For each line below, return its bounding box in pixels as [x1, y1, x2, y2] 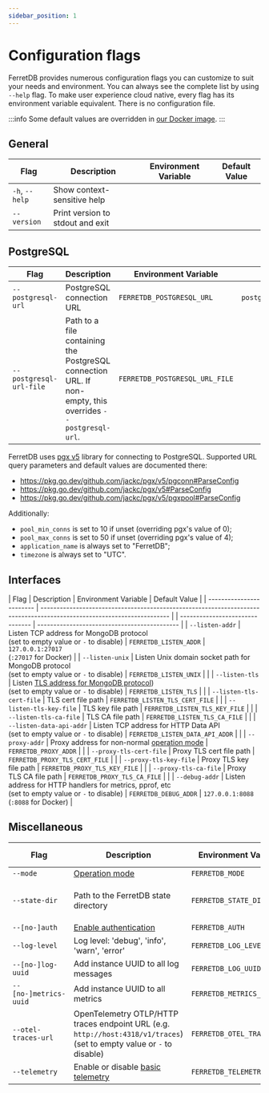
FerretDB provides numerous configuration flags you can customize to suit [8, 73, 255, 83]
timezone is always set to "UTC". [19, 550, 126, 560]
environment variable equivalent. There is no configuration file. [8, 98, 216, 108]
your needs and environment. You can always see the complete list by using [8, 81, 259, 91]
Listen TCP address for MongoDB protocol [8, 629, 148, 638]
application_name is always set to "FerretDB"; [19, 541, 171, 551]
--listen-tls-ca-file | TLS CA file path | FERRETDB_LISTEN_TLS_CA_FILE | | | [8, 712, 256, 722]
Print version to [53, 208, 110, 219]
